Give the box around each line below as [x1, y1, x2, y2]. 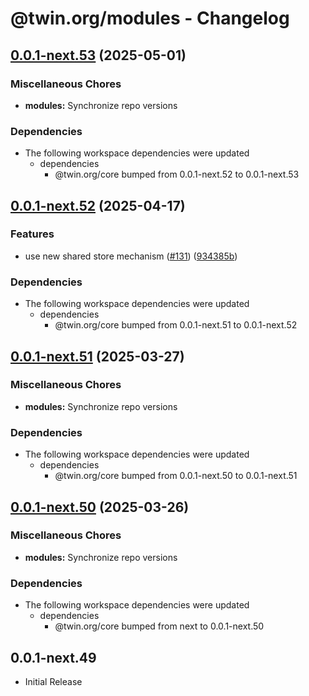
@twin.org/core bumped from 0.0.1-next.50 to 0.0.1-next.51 [54, 470, 298, 482]
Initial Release [24, 675, 83, 687]
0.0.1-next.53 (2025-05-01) [10, 47, 187, 64]
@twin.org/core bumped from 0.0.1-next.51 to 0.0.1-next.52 [54, 319, 298, 331]
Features [10, 227, 55, 241]
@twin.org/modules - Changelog [10, 7, 290, 30]
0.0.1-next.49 [10, 649, 97, 666]
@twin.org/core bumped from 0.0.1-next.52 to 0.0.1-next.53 [54, 168, 300, 181]
